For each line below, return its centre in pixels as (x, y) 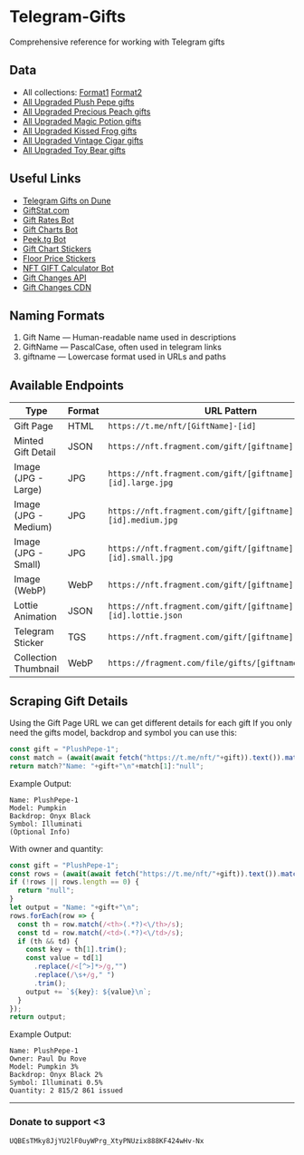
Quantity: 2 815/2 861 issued (66, 1091)
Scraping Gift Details (69, 701)
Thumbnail (37, 669)
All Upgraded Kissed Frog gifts (80, 131)
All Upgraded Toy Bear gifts (74, 150)
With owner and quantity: (57, 848)
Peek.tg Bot (44, 239)
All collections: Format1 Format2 (82, 92)
